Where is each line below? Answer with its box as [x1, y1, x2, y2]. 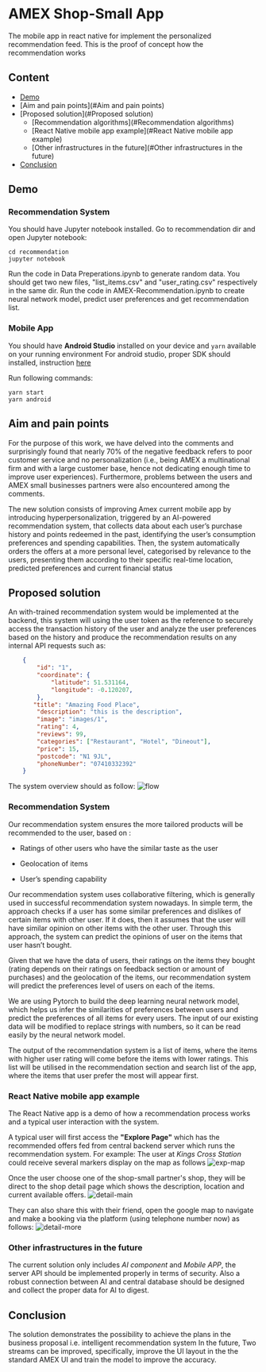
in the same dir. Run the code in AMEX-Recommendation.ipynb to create [8, 286, 245, 296]
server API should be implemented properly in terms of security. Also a [8, 1269, 241, 1278]
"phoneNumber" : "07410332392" [37, 759, 137, 767]
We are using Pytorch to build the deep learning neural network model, [8, 996, 240, 1006]
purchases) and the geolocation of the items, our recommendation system [8, 972, 252, 982]
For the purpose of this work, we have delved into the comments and [8, 438, 234, 447]
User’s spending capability [19, 874, 107, 883]
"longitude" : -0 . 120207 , [50, 686, 133, 694]
